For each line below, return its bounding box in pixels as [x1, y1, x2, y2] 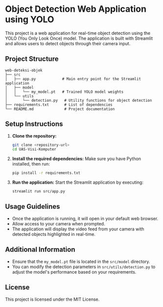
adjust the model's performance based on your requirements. [12, 269, 137, 275]
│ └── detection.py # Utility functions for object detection [5, 98, 152, 103]
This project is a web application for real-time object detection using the [5, 30, 151, 36]
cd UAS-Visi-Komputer [12, 147, 56, 152]
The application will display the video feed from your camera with [12, 226, 144, 232]
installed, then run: [12, 161, 50, 167]
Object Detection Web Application [5, 3, 147, 15]
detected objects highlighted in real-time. [12, 231, 95, 237]
